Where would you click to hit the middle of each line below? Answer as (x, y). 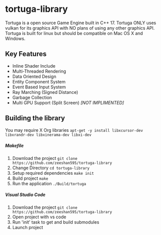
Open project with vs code (39, 217)
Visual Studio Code (25, 195)
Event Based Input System (39, 87)
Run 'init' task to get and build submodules (56, 222)
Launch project (28, 227)
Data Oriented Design (34, 76)
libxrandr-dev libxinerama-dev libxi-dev (48, 135)
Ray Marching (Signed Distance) (45, 92)
